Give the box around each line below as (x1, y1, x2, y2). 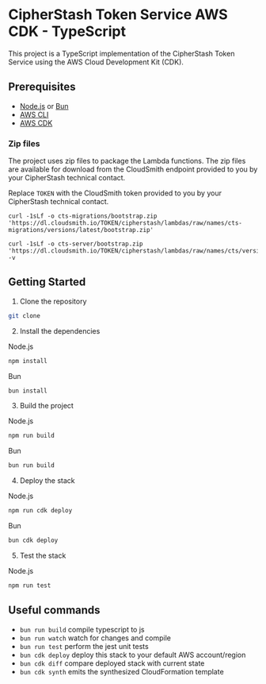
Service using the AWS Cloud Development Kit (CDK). (8, 57, 184, 67)
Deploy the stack (19, 476, 75, 485)
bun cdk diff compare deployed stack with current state (19, 658, 205, 668)
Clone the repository (19, 296, 87, 306)
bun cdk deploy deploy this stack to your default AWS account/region (19, 650, 246, 659)
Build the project (19, 401, 74, 411)
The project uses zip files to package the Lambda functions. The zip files (8, 157, 246, 166)
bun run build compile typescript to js (19, 624, 145, 634)
